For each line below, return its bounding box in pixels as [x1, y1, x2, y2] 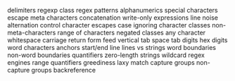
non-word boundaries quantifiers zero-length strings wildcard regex [7, 51, 205, 59]
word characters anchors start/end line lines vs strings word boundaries [7, 44, 217, 51]
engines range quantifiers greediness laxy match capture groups [7, 58, 195, 66]
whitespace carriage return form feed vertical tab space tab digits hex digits [7, 36, 228, 44]
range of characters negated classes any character [57, 28, 206, 37]
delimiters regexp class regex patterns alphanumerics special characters [7, 6, 218, 14]
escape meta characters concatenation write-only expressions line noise [7, 13, 218, 22]
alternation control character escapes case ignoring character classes [7, 21, 211, 29]
